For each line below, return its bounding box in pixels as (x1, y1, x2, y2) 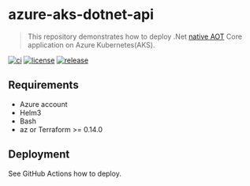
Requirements (8, 78, 79, 92)
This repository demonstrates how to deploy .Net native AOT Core (27, 32, 243, 41)
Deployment (8, 148, 70, 161)
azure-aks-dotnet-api (8, 6, 155, 24)
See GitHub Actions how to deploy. (8, 169, 122, 178)
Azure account (19, 99, 68, 108)
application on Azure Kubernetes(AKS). (27, 40, 155, 49)
